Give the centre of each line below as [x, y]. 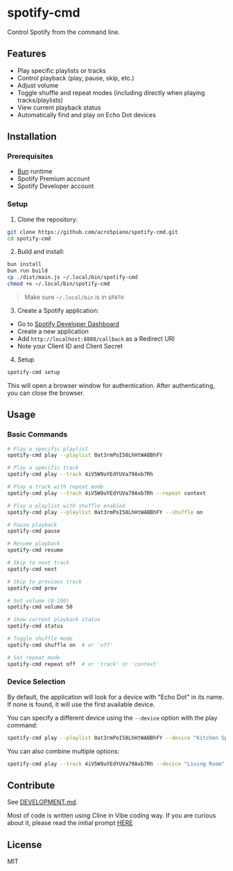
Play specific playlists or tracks [61, 70]
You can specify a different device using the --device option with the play [112, 718]
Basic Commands [37, 434]
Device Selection [36, 682]
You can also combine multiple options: [63, 751]
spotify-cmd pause [34, 531]
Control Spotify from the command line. [63, 32]
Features [27, 54]
